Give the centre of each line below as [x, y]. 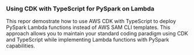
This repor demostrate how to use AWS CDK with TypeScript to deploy [91, 21]
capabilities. [20, 46]
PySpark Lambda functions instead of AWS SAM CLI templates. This [88, 27]
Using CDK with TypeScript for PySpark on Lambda [80, 9]
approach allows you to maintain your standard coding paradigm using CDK [97, 34]
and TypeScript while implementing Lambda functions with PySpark [88, 40]
